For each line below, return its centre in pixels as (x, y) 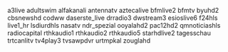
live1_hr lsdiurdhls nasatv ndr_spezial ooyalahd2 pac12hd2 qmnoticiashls (114, 25)
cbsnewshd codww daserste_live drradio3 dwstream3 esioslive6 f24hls (113, 18)
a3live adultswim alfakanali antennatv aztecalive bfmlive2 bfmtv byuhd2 (113, 10)
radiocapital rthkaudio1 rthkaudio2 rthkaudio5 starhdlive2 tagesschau (109, 33)
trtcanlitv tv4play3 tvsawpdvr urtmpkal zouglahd (79, 41)
